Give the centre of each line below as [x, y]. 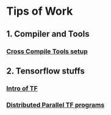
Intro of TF [22, 88]
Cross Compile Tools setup [47, 51]
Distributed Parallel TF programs [56, 105]
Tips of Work [40, 11]
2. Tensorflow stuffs [46, 71]
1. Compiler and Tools [48, 34]
